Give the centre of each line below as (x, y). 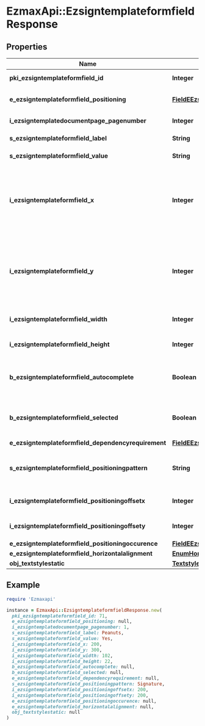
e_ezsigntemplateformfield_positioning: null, (72, 622)
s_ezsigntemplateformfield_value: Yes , (63, 639)
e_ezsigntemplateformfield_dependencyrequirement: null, (86, 678)
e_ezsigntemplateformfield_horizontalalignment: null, (83, 706)
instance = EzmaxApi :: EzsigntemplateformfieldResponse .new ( (85, 610)
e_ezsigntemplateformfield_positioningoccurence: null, (84, 701)
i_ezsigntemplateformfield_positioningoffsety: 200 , (80, 695)
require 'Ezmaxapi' (31, 599)
